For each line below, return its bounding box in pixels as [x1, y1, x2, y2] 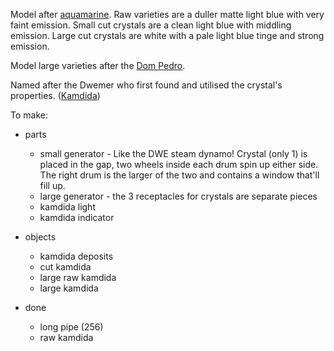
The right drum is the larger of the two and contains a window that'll [39, 169, 320, 181]
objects [24, 231, 57, 243]
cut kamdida [39, 261, 92, 273]
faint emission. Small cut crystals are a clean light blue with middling [10, 19, 292, 31]
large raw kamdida [39, 272, 117, 283]
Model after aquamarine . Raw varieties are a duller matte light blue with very [10, 9, 325, 20]
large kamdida [39, 282, 99, 294]
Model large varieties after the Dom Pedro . [10, 60, 186, 71]
